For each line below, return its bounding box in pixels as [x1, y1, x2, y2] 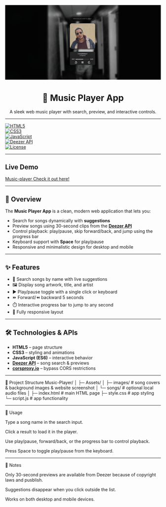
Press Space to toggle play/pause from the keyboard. [5, 448, 114, 454]
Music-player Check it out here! [5, 176, 70, 182]
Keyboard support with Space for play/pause [12, 239, 104, 245]
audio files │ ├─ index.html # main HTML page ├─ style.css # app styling [5, 390, 155, 396]
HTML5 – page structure [12, 344, 63, 350]
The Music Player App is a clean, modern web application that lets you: [5, 208, 151, 214]
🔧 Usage [5, 409, 23, 415]
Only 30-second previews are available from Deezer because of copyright [5, 471, 157, 477]
